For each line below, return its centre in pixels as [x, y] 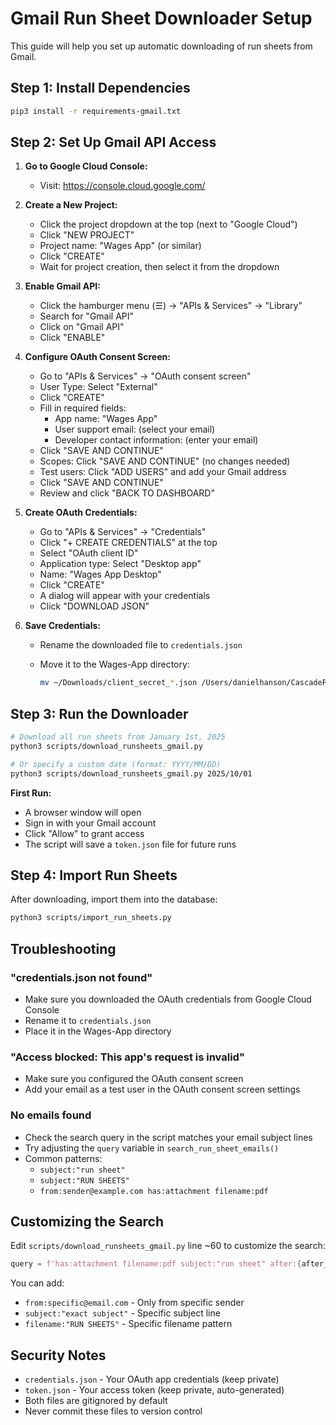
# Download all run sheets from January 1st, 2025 [118, 737]
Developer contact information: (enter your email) [156, 440]
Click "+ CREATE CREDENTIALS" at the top [128, 543]
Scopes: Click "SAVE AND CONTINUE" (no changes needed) [165, 461]
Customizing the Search [87, 1221]
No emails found [51, 1115]
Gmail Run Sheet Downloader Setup [161, 18]
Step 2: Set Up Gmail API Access [113, 142]
